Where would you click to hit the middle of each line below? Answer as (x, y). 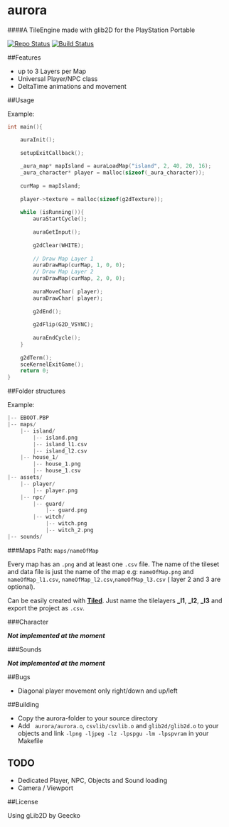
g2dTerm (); (36, 357)
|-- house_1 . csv (57, 471)
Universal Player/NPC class (58, 79)
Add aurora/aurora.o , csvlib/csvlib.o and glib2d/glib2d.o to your (118, 725)
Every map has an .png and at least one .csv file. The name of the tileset (113, 564)
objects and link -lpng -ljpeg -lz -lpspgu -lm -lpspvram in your (113, 733)
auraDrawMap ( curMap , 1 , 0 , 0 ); (79, 265)
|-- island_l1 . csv (60, 444)
